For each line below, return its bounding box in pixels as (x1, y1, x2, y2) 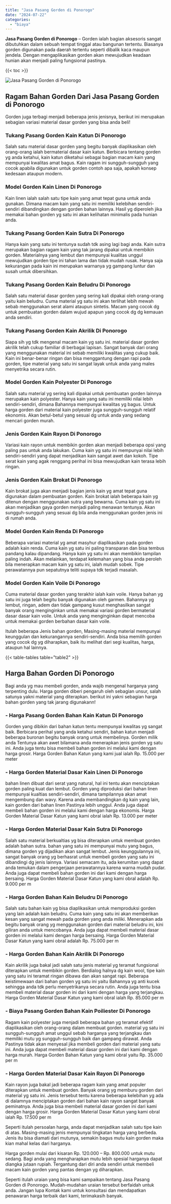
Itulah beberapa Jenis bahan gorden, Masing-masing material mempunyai (5, 628, 161, 634)
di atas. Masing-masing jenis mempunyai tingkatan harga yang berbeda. (5, 1129, 157, 1135)
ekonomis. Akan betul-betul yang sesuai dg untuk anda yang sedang (5, 412, 150, 418)
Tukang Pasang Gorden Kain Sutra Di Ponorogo (5, 230, 125, 237)
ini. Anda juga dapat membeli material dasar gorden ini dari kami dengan (5, 1046, 158, 1052)
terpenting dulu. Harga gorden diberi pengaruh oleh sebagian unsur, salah (5, 688, 161, 694)
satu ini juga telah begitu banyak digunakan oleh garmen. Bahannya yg (5, 597, 154, 603)
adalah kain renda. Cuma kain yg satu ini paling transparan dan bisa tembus (5, 545, 164, 551)
